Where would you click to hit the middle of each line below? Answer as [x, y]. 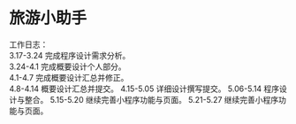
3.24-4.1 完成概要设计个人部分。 [68, 66]
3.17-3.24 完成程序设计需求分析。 [70, 55]
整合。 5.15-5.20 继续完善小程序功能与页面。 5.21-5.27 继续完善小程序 [152, 99]
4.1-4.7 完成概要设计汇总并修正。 [69, 77]
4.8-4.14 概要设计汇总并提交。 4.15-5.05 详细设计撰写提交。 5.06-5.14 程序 [144, 89]
